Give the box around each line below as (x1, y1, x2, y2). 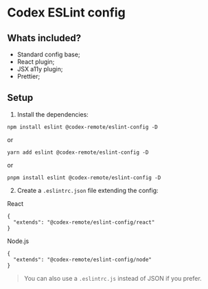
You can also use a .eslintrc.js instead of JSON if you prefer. (23, 274, 203, 282)
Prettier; (16, 72, 41, 80)
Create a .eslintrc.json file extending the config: (16, 186, 159, 194)
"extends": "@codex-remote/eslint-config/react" (13, 218, 155, 226)
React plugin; (16, 58, 55, 66)
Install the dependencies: (16, 110, 89, 118)
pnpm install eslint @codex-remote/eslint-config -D (7, 174, 161, 181)
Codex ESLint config (7, 5, 126, 21)
